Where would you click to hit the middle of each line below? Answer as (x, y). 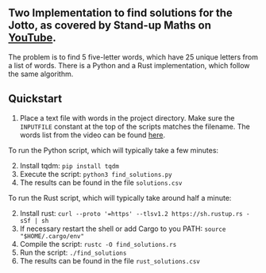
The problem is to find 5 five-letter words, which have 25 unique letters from (133, 57)
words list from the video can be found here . (92, 135)
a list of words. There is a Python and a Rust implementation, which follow (129, 65)
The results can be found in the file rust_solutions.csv (110, 260)
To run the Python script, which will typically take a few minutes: (114, 150)
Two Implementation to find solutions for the (120, 13)
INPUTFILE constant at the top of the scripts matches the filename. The (135, 126)
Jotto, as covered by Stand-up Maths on (110, 26)
